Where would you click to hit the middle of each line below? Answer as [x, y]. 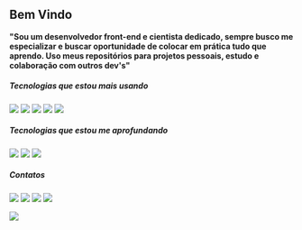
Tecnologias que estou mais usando [79, 86]
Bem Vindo [41, 15]
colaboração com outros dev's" [70, 65]
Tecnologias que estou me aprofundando [89, 131]
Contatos [27, 175]
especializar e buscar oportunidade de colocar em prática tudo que [138, 46]
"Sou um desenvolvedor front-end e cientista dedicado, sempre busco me [151, 36]
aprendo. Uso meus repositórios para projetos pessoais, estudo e [134, 55]
